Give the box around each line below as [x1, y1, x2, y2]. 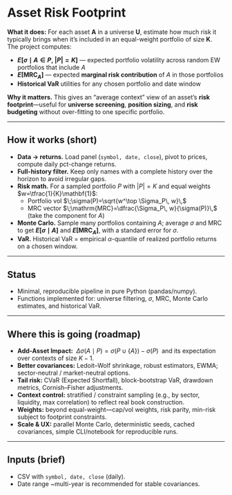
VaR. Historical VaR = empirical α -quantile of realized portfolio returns [17, 235, 217, 243]
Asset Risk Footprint [7, 5, 126, 21]
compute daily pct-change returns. [17, 160, 117, 168]
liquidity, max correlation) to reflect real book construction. [17, 398, 185, 406]
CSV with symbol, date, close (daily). [17, 472, 126, 480]
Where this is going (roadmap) [7, 328, 141, 340]
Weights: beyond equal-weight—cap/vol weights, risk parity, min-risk [17, 405, 216, 413]
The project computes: [7, 42, 72, 50]
